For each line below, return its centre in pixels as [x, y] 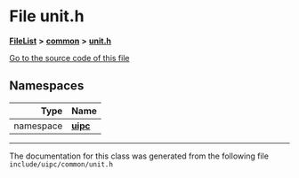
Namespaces [47, 86]
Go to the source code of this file [69, 58]
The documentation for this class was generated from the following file [139, 156]
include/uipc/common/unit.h [61, 164]
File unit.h [47, 16]
